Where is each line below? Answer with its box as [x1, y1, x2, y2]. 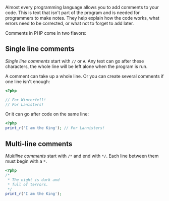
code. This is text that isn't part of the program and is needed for [5, 10, 140, 16]
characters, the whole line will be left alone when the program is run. [5, 63, 148, 70]
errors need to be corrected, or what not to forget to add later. [5, 20, 134, 26]
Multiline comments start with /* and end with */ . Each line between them [5, 153, 159, 159]
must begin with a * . [5, 158, 47, 164]
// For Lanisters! [5, 102, 44, 107]
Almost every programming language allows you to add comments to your [5, 5, 159, 10]
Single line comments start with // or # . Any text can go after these [5, 58, 144, 64]
